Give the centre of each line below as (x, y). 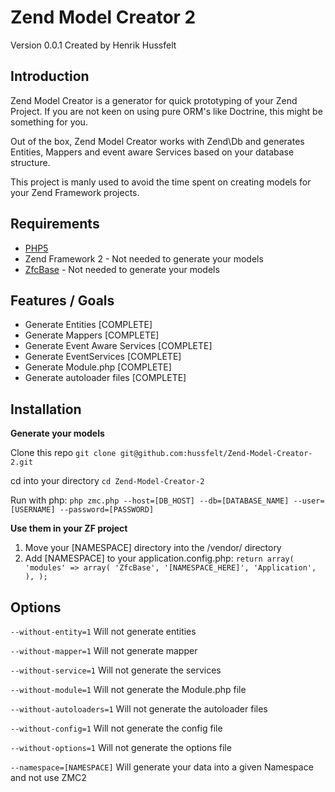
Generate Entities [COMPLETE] (88, 325)
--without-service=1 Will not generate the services (116, 670)
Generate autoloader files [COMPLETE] (105, 378)
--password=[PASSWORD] (107, 510)
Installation (46, 409)
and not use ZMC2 (48, 777)
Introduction (50, 76)
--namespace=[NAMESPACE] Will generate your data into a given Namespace (162, 767)
